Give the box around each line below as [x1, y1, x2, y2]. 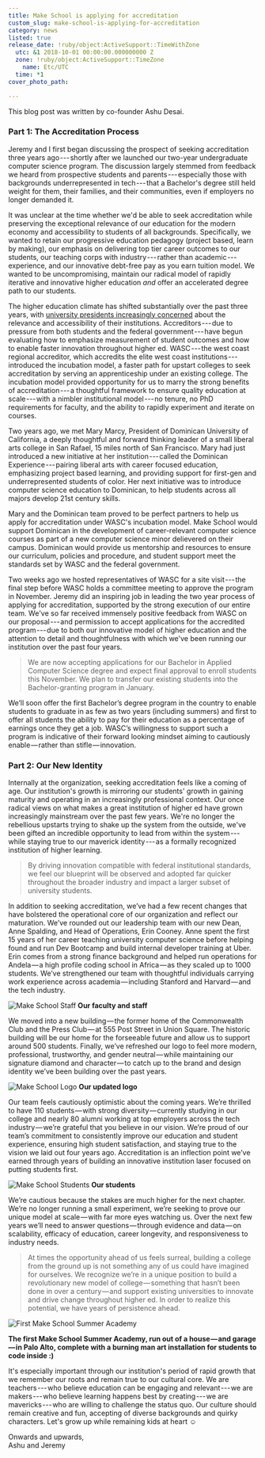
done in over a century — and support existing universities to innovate [27, 1287, 255, 1296]
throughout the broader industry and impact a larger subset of [27, 877, 231, 887]
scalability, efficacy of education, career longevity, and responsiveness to [8, 1229, 248, 1239]
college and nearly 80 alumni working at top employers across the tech [8, 1114, 240, 1124]
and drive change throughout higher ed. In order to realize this [27, 1295, 231, 1304]
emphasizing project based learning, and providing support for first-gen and [8, 468, 257, 478]
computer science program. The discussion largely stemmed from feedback [8, 161, 256, 170]
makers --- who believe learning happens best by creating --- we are [8, 1391, 229, 1401]
